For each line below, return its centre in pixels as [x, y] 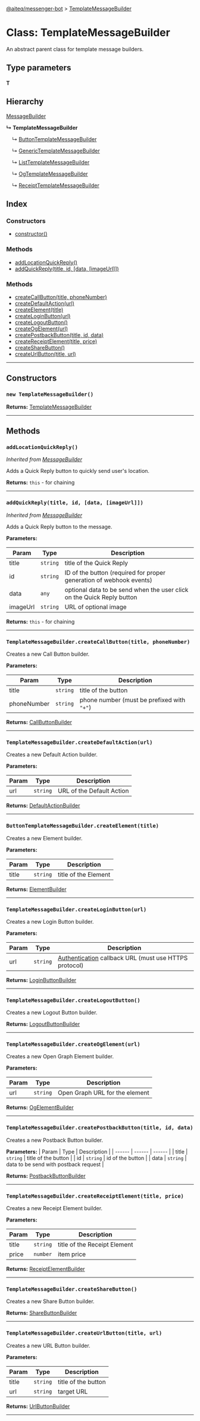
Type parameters [39, 68]
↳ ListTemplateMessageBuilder [51, 162]
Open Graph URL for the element [104, 1093]
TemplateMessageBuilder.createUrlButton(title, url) [84, 1333]
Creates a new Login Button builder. [50, 921]
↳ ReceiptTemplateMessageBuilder [55, 185]
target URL [73, 1391]
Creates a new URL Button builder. [48, 1345]
